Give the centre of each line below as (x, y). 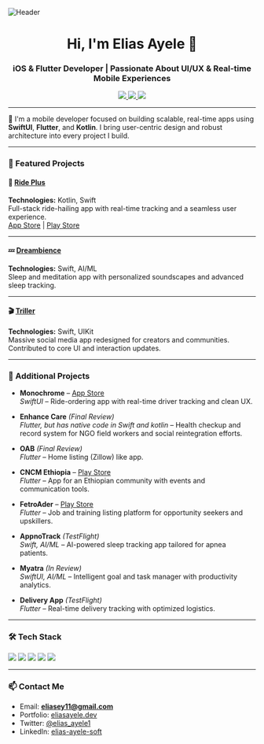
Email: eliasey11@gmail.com (66, 706)
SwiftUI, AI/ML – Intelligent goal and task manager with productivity (128, 577)
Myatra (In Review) (51, 568)
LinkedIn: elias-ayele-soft (60, 731)
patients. (34, 553)
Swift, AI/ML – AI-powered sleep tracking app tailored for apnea (123, 545)
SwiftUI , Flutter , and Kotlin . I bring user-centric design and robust (115, 128)
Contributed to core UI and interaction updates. (84, 348)
